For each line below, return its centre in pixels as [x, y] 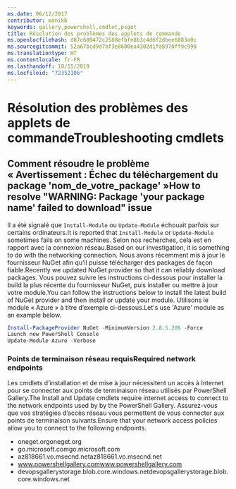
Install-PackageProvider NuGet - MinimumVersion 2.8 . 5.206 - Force [105, 328]
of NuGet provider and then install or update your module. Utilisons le [108, 300]
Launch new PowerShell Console [53, 334]
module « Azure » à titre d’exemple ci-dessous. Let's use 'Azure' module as [116, 307]
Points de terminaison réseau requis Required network [101, 359]
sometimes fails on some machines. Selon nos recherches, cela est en [109, 240]
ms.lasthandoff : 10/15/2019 [49, 66]
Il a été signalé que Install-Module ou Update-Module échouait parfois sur [113, 225]
